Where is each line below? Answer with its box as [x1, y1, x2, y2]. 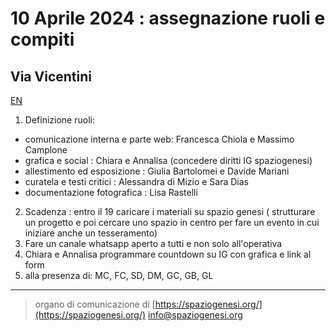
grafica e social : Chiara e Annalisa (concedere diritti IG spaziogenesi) [24, 155, 313, 166]
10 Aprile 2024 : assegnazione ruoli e [10, 7, 326, 30]
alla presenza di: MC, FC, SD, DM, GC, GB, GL [24, 270, 214, 281]
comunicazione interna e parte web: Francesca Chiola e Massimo [24, 133, 295, 145]
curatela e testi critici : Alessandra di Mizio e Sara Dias [24, 176, 249, 187]
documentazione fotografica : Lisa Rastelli [24, 187, 198, 198]
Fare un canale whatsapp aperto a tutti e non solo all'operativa [24, 238, 283, 249]
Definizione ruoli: [24, 114, 95, 126]
